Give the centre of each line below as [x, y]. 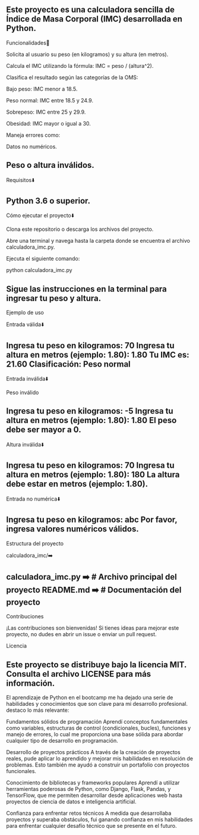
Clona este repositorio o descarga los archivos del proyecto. [80, 229]
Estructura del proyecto [35, 543]
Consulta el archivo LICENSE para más [79, 674]
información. [31, 683]
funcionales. [21, 771]
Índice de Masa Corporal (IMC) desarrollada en [94, 19]
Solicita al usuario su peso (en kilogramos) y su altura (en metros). [87, 54]
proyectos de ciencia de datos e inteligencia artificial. [71, 802]
